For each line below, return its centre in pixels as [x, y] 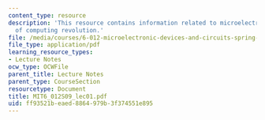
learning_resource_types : [50, 52]
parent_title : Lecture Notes [56, 74]
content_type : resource [47, 15]
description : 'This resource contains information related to [112, 23]
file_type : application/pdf [54, 45]
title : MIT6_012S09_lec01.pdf [58, 96]
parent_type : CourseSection [54, 81]
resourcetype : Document [47, 89]
